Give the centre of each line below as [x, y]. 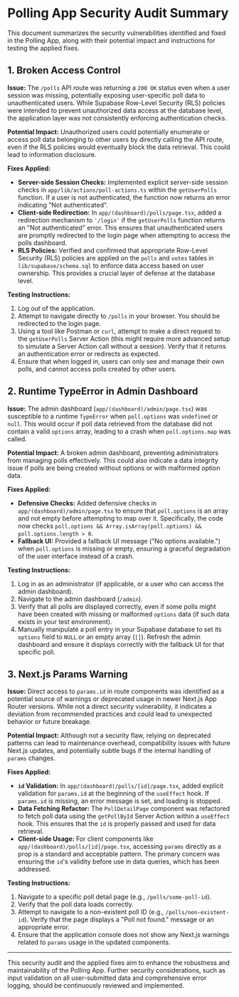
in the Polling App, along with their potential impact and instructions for [111, 40]
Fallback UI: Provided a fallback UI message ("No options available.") [119, 541]
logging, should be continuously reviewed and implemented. [96, 986]
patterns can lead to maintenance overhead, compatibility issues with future [119, 743]
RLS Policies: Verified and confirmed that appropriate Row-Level [113, 250]
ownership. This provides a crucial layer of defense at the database [116, 273]
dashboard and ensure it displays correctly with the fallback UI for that [121, 644]
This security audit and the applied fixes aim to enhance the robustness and [118, 963]
